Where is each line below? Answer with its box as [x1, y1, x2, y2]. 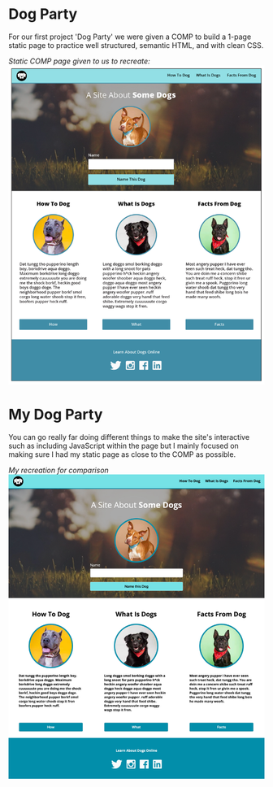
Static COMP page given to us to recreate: [8, 56, 150, 66]
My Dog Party [8, 405, 103, 424]
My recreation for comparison [8, 465, 110, 475]
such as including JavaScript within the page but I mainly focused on [8, 441, 240, 450]
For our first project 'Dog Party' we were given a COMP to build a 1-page [8, 32, 252, 41]
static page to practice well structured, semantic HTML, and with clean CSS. [8, 40, 264, 50]
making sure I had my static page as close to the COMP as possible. [8, 449, 236, 459]
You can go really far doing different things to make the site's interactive [8, 432, 250, 441]
